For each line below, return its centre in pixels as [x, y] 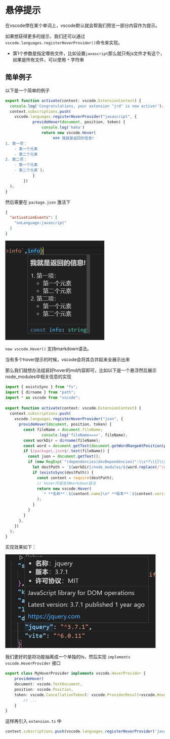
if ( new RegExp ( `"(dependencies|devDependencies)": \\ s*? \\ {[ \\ [96, 462]
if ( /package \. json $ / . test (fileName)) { [67, 451]
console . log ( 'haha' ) [63, 127]
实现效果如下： [21, 547]
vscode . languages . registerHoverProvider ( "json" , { [69, 419]
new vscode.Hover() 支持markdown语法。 [49, 349]
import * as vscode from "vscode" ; [43, 397]
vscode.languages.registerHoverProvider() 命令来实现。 [64, 42]
